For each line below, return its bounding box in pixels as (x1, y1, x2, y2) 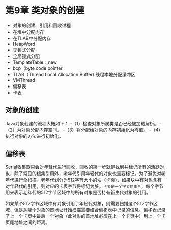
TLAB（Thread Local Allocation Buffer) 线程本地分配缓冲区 (12, 71, 136, 77)
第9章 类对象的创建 (5, 5, 85, 16)
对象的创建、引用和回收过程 (12, 22, 71, 28)
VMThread (12, 77, 36, 83)
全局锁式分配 (12, 53, 40, 59)
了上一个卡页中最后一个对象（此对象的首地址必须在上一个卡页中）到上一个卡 (5, 213, 166, 219)
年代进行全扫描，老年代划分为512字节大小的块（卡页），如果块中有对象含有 (5, 177, 162, 183)
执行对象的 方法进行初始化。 (5, 133, 64, 139)
